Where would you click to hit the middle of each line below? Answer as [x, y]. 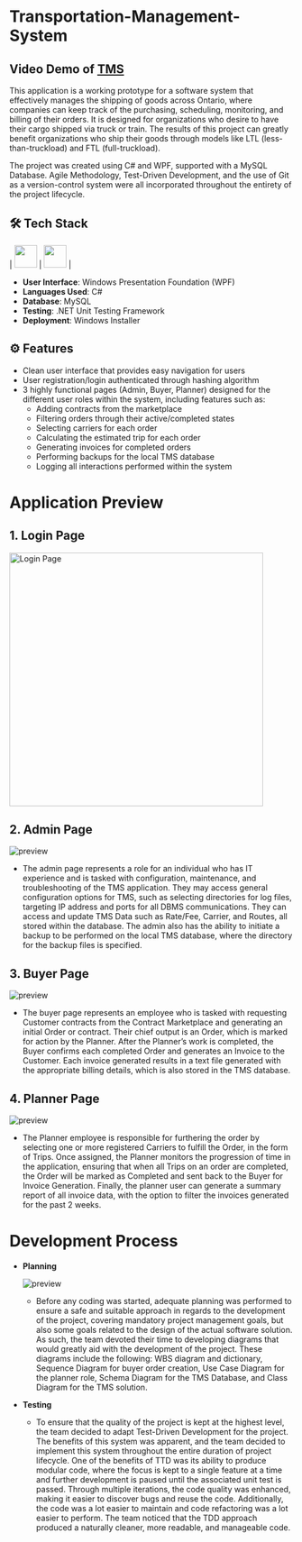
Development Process [94, 1241]
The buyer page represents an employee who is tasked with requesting [155, 1013]
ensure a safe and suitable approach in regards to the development [160, 1310]
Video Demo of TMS [67, 69]
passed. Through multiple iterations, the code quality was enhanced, [163, 1489]
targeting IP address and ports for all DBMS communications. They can [154, 907]
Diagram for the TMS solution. [92, 1387]
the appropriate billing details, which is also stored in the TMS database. [156, 1071]
